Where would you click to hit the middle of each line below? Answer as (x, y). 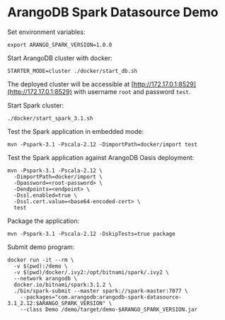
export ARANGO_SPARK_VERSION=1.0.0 (60, 45)
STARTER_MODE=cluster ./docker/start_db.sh (73, 71)
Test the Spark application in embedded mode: (75, 131)
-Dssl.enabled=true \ (46, 195)
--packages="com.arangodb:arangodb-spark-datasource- (101, 297)
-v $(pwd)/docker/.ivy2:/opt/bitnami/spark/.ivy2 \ (92, 272)
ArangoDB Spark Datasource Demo (113, 12)
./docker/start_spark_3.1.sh (50, 118)
